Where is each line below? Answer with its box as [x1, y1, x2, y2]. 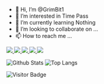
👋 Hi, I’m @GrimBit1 [15, 6, 64, 13]
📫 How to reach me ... [15, 32, 72, 39]
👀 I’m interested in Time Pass [15, 12, 89, 20]
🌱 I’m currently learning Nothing [15, 19, 96, 26]
